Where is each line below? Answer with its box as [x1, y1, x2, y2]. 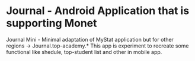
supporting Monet [6, 16, 97, 30]
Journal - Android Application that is [6, 4, 190, 18]
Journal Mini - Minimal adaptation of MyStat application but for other [6, 36, 174, 43]
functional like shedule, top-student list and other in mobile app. [6, 48, 162, 55]
